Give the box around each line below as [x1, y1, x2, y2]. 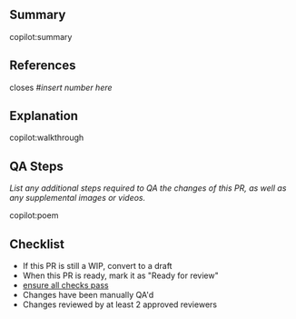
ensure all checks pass [22, 280, 109, 291]
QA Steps [9, 158, 64, 174]
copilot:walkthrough [9, 132, 84, 144]
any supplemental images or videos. [9, 193, 146, 204]
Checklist [9, 236, 65, 252]
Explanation [9, 108, 79, 124]
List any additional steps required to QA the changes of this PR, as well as [9, 183, 287, 194]
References [9, 58, 76, 74]
